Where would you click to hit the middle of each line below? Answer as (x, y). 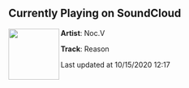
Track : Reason (85, 49)
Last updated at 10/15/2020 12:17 (115, 64)
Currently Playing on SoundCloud (95, 13)
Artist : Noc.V (83, 33)
